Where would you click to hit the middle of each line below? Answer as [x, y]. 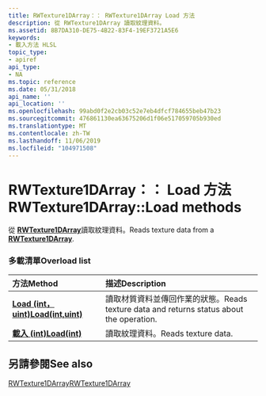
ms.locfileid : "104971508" [53, 148]
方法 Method [35, 284]
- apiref [23, 60]
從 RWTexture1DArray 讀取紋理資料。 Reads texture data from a [111, 230]
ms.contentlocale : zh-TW [49, 133]
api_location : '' [37, 104]
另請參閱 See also [51, 364]
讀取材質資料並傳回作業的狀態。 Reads [177, 299]
